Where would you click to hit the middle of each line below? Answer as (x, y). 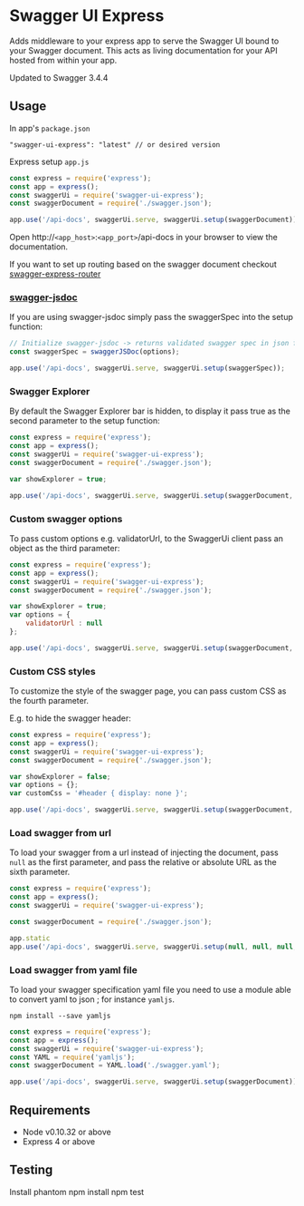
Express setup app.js (49, 161)
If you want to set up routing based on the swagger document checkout (143, 265)
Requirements (50, 1110)
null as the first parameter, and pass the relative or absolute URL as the (143, 862)
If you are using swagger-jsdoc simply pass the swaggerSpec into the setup (152, 317)
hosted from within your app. (63, 60)
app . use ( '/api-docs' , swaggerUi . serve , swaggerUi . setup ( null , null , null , (153, 947)
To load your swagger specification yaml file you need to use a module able (150, 989)
